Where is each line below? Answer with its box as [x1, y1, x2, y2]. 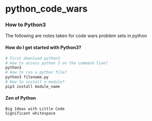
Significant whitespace [5, 111, 56, 116]
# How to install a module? [5, 79, 65, 84]
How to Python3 [5, 21, 46, 28]
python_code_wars [5, 3, 88, 15]
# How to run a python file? [5, 70, 67, 75]
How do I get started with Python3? [5, 44, 81, 51]
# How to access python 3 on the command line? [5, 60, 108, 66]
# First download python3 [5, 55, 60, 61]
